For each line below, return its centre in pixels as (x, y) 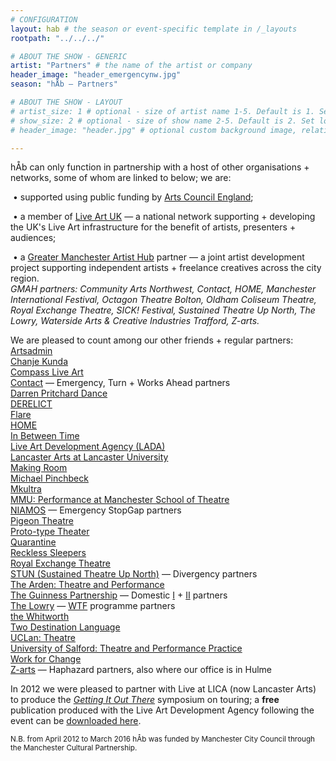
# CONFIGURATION (44, 19)
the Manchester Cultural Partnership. (74, 748)
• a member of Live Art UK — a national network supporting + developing (164, 217)
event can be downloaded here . (76, 721)
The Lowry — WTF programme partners (93, 606)
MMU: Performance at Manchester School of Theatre (120, 500)
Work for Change (46, 659)
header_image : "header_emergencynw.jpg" (96, 75)
